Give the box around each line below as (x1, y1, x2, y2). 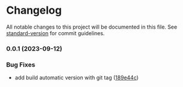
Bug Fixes (6, 60, 36, 69)
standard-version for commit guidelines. (6, 29, 105, 36)
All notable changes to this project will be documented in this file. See (6, 23, 178, 30)
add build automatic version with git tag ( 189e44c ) (14, 74, 139, 81)
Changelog (6, 4, 62, 17)
